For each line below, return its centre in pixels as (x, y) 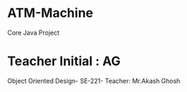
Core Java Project (34, 33)
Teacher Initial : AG (64, 61)
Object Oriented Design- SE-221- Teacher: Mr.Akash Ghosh (94, 81)
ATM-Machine (50, 13)
